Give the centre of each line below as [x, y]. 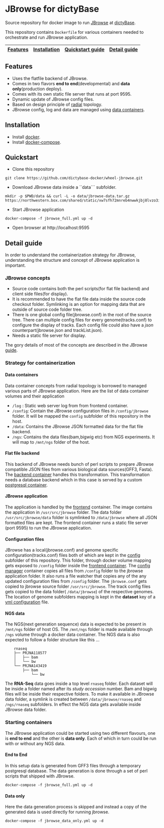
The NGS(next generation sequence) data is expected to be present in [76, 624]
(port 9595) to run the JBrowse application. [49, 528]
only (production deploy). [37, 89]
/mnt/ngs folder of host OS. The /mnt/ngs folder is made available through [79, 629]
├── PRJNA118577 [31, 653]
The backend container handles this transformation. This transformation [77, 475]
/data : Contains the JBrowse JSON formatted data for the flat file [78, 426]
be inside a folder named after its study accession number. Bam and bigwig [81, 689]
